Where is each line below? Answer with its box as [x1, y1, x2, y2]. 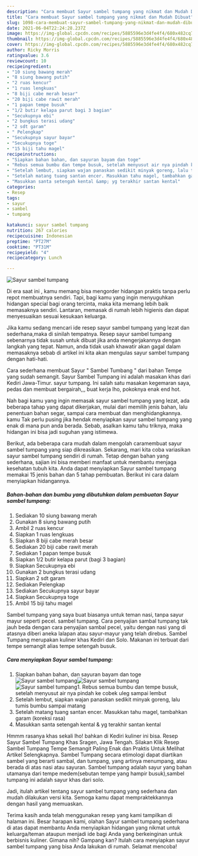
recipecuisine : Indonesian [6, 233, 73, 239]
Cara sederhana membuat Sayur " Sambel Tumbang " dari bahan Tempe [6, 367, 182, 374]
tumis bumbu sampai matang [15, 702, 86, 709]
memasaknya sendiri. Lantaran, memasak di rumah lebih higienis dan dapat [6, 307, 189, 314]
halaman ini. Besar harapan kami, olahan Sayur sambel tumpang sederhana [6, 818, 189, 825]
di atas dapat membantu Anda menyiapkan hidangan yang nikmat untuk [6, 824, 181, 831]
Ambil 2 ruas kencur [15, 525, 64, 532]
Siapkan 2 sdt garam [15, 575, 66, 582]
